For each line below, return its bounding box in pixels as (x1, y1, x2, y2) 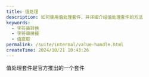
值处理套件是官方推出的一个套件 (6, 64, 85, 71)
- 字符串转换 (11, 25, 40, 31)
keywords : (6, 20, 31, 25)
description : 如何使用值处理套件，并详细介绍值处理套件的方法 (6, 14, 143, 20)
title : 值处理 (6, 8, 39, 15)
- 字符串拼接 (11, 31, 40, 37)
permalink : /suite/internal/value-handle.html (6, 42, 124, 48)
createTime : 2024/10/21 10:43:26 (6, 47, 89, 53)
